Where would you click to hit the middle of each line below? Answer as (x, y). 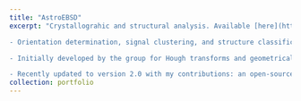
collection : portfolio (52, 83)
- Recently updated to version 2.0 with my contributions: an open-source (152, 74)
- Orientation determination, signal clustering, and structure (132, 42)
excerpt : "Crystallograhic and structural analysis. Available (130, 26)
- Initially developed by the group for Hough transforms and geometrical (152, 58)
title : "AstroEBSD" (46, 17)
